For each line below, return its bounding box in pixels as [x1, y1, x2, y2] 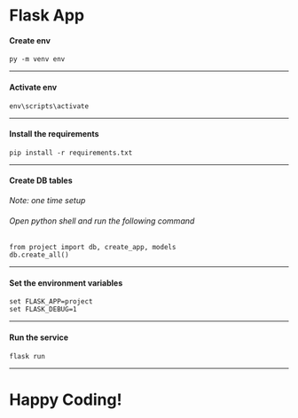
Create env [9, 35, 51, 45]
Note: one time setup [9, 195, 86, 205]
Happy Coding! [9, 390, 122, 409]
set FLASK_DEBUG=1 [9, 305, 77, 314]
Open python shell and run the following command [9, 215, 195, 226]
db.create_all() [9, 250, 69, 260]
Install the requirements [9, 129, 99, 139]
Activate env [9, 82, 58, 92]
